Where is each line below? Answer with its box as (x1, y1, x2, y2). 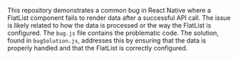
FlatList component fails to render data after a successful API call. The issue (7, 14, 231, 22)
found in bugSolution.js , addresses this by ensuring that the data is (7, 36, 207, 45)
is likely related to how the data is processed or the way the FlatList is (7, 21, 212, 29)
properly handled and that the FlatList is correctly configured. (7, 44, 188, 52)
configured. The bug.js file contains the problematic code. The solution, (7, 28, 219, 37)
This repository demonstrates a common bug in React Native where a (7, 6, 212, 14)
